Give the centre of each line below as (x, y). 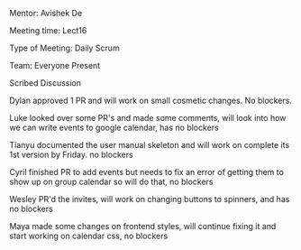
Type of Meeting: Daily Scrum (64, 48)
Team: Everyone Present (55, 65)
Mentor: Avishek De (46, 13)
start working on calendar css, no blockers (89, 236)
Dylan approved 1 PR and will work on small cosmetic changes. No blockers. (151, 100)
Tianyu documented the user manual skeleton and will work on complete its (150, 145)
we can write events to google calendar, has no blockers (114, 127)
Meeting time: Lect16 (48, 30)
